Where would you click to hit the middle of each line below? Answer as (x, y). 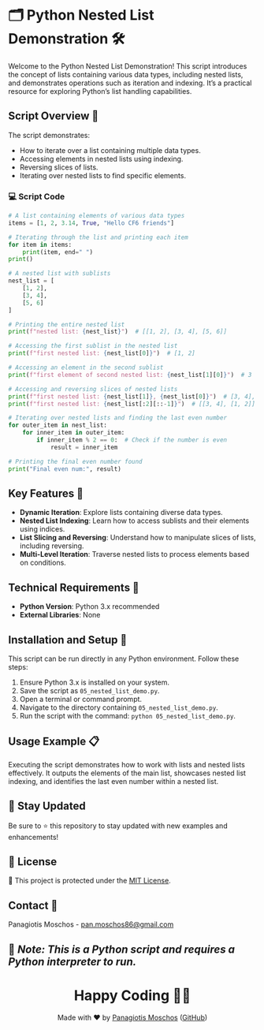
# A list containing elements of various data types (97, 216)
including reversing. (52, 546)
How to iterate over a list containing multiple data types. (110, 150)
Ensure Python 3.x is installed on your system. (95, 682)
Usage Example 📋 (54, 742)
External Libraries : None (60, 615)
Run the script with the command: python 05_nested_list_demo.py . (128, 715)
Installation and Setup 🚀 (68, 640)
